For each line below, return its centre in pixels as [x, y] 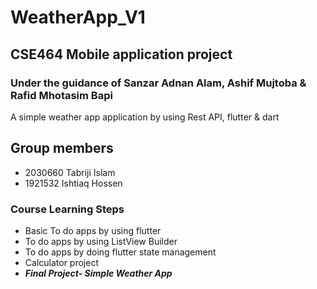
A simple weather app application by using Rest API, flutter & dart [145, 117]
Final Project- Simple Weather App [98, 273]
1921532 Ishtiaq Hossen [73, 183]
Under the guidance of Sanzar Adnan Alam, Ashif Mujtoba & [158, 83]
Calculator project [61, 262]
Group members [62, 148]
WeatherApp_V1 [78, 17]
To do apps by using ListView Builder [101, 241]
